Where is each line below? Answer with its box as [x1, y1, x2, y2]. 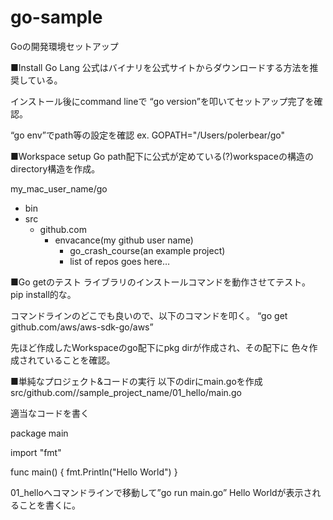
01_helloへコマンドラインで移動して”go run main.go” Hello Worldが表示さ [10, 486, 313, 498]
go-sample [10, 6, 103, 29]
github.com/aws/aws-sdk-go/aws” [10, 321, 154, 333]
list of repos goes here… [69, 255, 171, 267]
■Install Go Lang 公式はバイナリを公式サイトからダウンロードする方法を [10, 61, 310, 73]
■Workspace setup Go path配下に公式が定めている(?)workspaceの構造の [10, 150, 314, 162]
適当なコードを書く [10, 407, 90, 419]
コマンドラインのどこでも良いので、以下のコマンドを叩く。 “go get [10, 309, 288, 321]
